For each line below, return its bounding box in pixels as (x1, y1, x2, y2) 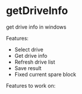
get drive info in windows (6, 23, 67, 30)
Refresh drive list (14, 58, 55, 65)
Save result (14, 64, 42, 71)
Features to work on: (6, 82, 56, 89)
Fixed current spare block (14, 71, 77, 78)
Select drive (14, 46, 44, 53)
